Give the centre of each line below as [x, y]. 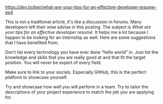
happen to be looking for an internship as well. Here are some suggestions [80, 37]
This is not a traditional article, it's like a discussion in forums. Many [73, 22]
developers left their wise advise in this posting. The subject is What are [78, 27]
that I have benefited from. [32, 43]
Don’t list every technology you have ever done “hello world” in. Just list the [82, 52]
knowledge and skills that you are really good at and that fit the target [75, 57]
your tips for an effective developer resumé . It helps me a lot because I [77, 32]
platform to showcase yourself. [36, 77]
